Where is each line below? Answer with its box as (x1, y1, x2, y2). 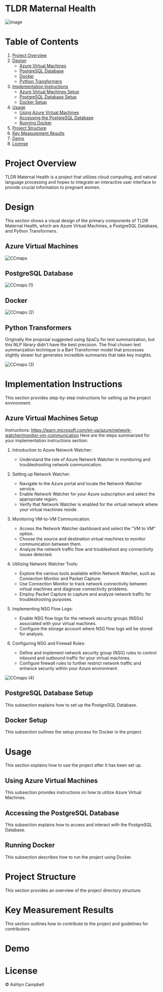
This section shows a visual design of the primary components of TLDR (5, 217, 148, 223)
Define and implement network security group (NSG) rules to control (19, 649, 157, 655)
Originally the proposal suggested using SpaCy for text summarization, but (5, 337, 155, 342)
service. (19, 486, 36, 492)
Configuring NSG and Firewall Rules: (12, 640, 86, 646)
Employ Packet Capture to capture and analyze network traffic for (19, 591, 151, 597)
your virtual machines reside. (19, 506, 78, 512)
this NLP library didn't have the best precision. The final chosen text (5, 342, 141, 347)
